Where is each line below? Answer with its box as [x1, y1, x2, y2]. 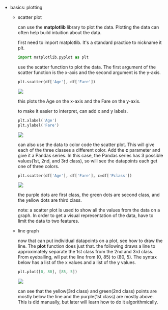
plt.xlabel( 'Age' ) [17, 117, 57, 123]
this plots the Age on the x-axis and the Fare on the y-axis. [17, 98, 141, 104]
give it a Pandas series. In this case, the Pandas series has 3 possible [17, 152, 163, 158]
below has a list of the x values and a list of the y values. [17, 259, 136, 266]
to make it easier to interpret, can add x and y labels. [17, 108, 128, 114]
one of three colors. [17, 163, 60, 169]
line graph [17, 228, 39, 234]
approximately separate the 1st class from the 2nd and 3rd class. [17, 249, 154, 255]
